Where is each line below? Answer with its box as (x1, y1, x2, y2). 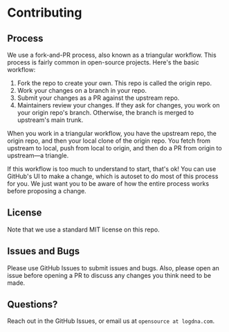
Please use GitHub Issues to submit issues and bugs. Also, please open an (7, 263, 220, 272)
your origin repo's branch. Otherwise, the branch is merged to (17, 109, 194, 116)
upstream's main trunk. (17, 116, 84, 124)
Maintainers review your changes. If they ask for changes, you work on (17, 101, 220, 109)
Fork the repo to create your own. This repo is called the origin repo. (17, 79, 212, 87)
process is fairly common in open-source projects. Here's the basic (7, 58, 199, 67)
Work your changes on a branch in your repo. (17, 87, 147, 94)
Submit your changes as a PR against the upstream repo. (17, 94, 180, 102)
